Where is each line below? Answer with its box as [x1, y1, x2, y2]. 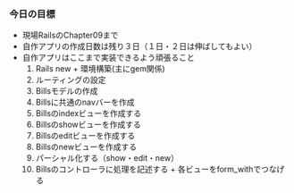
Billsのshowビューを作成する [35, 119, 141, 130]
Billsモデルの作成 [35, 86, 98, 96]
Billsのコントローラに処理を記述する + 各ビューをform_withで [35, 164, 262, 175]
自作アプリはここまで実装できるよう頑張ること [21, 52, 195, 63]
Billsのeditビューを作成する [35, 130, 136, 141]
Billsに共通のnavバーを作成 [35, 96, 136, 108]
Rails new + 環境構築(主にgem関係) [35, 63, 165, 74]
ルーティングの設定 [35, 74, 106, 86]
